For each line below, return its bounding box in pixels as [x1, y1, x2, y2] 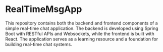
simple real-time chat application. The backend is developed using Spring [5, 25, 158, 31]
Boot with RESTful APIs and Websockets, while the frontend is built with [5, 30, 155, 36]
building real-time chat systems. [5, 41, 72, 47]
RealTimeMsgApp [5, 3, 82, 15]
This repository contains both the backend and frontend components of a [5, 20, 158, 26]
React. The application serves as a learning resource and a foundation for [5, 36, 158, 42]
